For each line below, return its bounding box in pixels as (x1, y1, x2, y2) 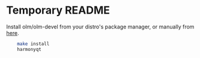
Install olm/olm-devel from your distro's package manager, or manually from (6, 23, 195, 30)
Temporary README (6, 4, 110, 17)
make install (17, 41, 50, 47)
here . (6, 29, 19, 36)
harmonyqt (17, 46, 42, 52)
